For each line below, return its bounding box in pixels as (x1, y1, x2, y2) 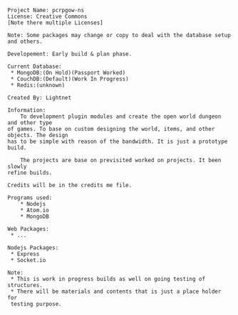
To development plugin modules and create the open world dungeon (20, 113, 222, 120)
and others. (7, 38, 43, 45)
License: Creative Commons (7, 13, 88, 20)
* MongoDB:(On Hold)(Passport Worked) (10, 69, 126, 76)
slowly (7, 163, 27, 170)
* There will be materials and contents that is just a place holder (10, 288, 222, 295)
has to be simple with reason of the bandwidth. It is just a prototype (7, 138, 228, 145)
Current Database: (7, 63, 62, 70)
